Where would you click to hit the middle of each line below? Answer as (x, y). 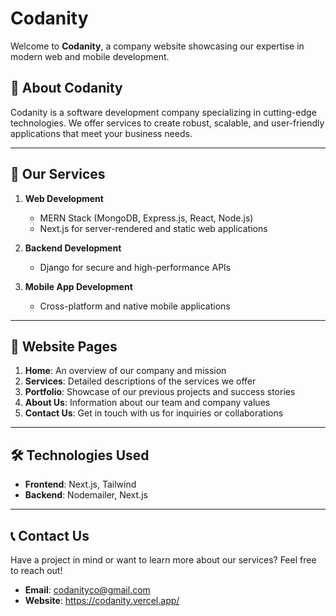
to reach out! (36, 570)
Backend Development (73, 248)
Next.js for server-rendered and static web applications (153, 228)
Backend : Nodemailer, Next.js (86, 495)
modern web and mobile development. (90, 56)
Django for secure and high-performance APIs (135, 267)
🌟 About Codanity (66, 88)
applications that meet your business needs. (101, 133)
